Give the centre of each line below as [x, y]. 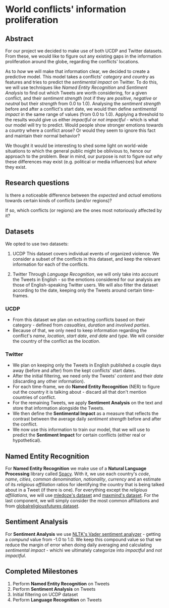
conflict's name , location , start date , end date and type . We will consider [88, 336]
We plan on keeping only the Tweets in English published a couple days [87, 365]
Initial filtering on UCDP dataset [45, 594]
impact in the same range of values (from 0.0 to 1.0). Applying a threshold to [84, 114]
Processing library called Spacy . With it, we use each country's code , [78, 474]
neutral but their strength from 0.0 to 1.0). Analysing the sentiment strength [83, 104]
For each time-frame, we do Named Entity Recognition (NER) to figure [86, 387]
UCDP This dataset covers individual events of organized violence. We [86, 253]
